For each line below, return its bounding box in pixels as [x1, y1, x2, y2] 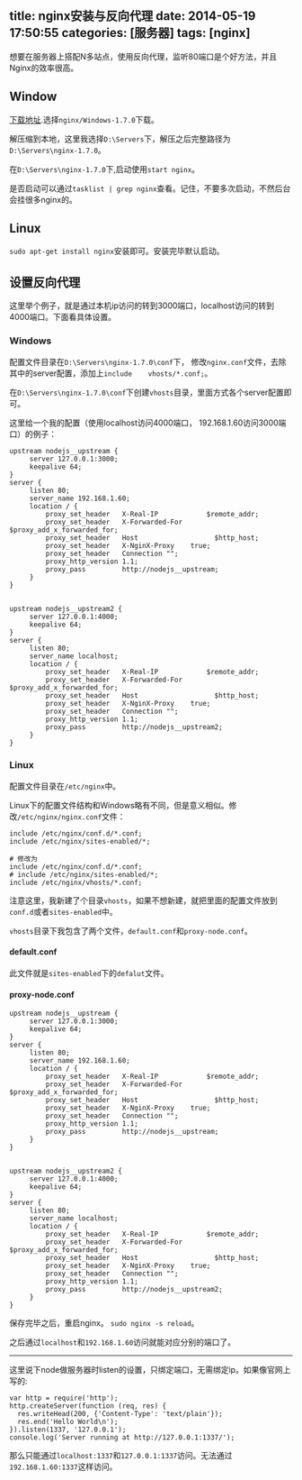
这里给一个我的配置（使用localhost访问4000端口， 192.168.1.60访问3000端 [9, 417, 287, 428]
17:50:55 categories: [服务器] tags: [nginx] [9, 25, 251, 41]
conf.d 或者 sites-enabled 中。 [9, 906, 119, 917]
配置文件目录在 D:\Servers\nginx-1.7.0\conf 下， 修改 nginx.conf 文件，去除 [9, 356, 287, 367]
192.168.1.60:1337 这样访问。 [9, 1461, 118, 1472]
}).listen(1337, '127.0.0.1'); [9, 1425, 127, 1435]
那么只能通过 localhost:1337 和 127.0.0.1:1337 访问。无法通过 [9, 1450, 233, 1461]
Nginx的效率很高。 [9, 62, 79, 73]
